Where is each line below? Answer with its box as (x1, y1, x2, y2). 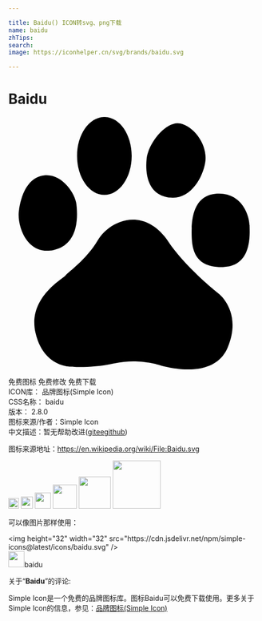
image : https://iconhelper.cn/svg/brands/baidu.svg (8, 49, 184, 57)
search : (8, 41, 34, 49)
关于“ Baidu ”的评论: (8, 576, 72, 586)
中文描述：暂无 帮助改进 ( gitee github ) (8, 427, 128, 437)
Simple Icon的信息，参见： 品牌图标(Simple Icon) (8, 603, 168, 613)
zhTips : (8, 34, 34, 42)
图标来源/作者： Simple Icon (8, 417, 99, 427)
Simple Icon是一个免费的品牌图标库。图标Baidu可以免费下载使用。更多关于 (8, 594, 255, 603)
